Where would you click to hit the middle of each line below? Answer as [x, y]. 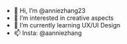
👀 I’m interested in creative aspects [63, 18]
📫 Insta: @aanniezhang [48, 33]
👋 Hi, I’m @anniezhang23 [50, 11]
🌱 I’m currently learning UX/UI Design [67, 25]
